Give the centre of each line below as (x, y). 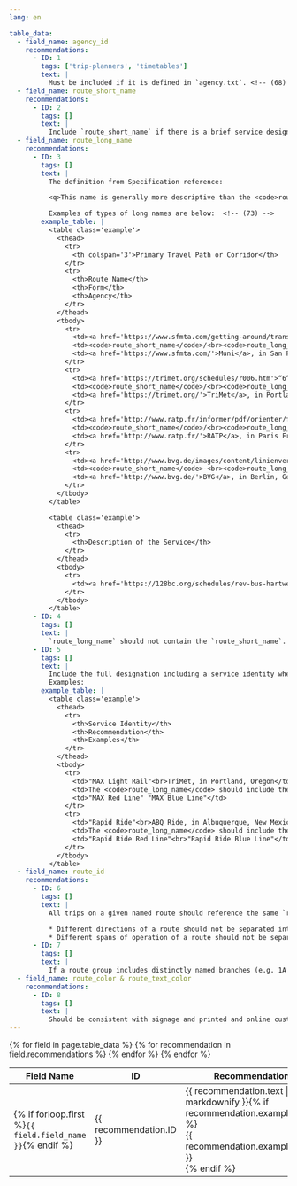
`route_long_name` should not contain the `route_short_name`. (168, 641)
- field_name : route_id (61, 872)
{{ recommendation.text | (237, 1091)
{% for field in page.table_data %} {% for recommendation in (120, 1045)
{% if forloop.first (49, 1114)
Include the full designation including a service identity (161, 674)
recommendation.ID (135, 1130)
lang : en (25, 17)
